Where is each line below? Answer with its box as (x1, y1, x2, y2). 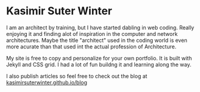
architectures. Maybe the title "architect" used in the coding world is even (6, 36, 187, 44)
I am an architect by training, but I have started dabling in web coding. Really (6, 24, 195, 31)
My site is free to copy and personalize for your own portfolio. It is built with (6, 54, 192, 62)
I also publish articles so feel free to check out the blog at (6, 72, 147, 79)
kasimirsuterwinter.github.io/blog (6, 79, 88, 86)
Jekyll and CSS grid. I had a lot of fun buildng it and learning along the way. (6, 61, 192, 68)
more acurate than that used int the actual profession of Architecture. (6, 43, 177, 50)
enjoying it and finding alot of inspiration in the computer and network (6, 30, 178, 37)
